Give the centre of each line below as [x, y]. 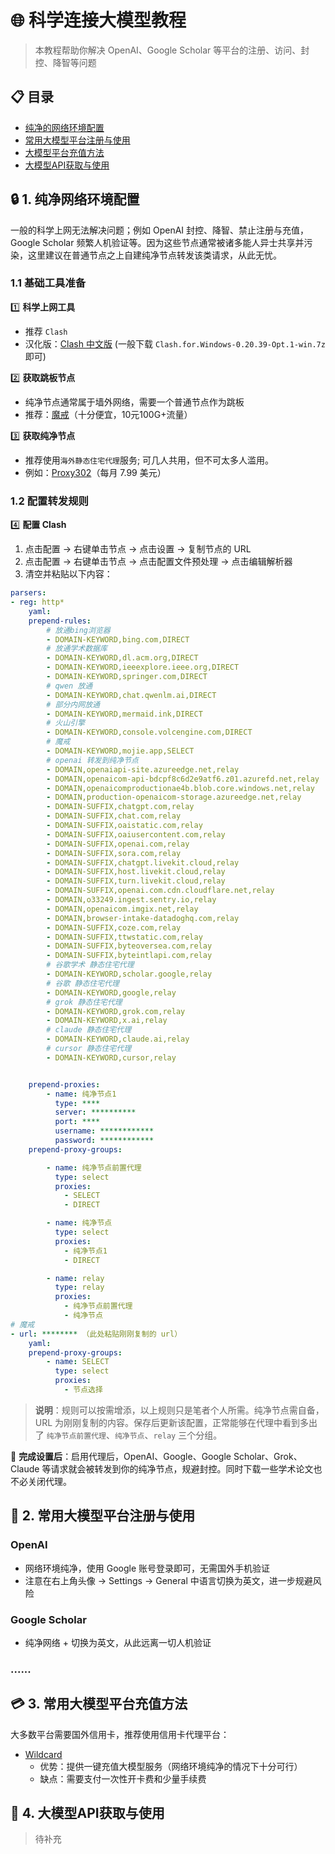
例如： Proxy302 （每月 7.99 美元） [95, 472]
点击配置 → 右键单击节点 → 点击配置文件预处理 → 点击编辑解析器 [158, 562]
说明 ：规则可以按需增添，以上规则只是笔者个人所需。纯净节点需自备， [179, 1410]
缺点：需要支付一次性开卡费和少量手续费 [123, 1778]
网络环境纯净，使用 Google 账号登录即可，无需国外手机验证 [147, 1568]
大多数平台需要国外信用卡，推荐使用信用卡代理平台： [120, 1734]
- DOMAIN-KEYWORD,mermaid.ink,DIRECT [124, 714]
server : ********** [95, 1112]
